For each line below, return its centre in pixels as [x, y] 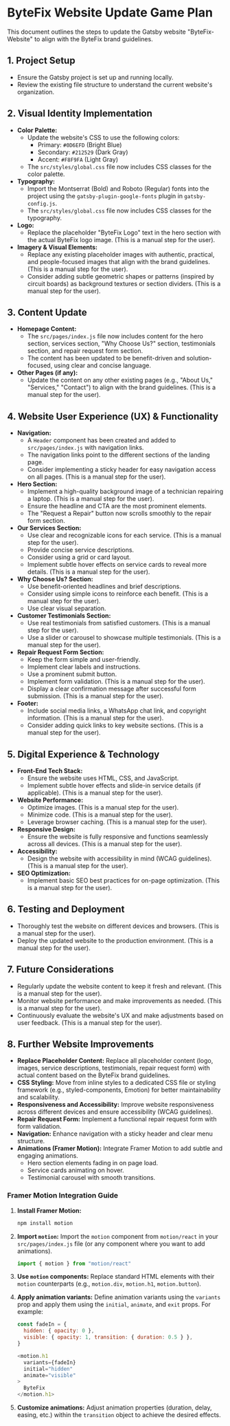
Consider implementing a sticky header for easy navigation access [122, 470]
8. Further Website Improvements [81, 1045]
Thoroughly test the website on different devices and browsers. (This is [118, 926]
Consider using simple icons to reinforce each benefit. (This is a [117, 594]
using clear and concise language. [102, 365]
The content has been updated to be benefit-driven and [106, 358]
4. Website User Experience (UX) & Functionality [113, 417]
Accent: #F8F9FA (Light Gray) [78, 159]
